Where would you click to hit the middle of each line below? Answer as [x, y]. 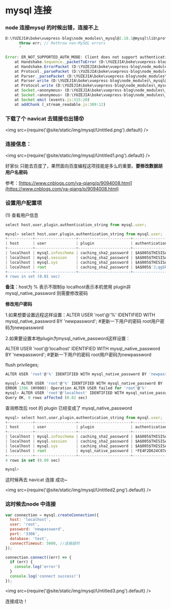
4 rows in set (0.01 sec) [33, 276]
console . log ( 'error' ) [37, 567]
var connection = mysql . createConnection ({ [52, 515]
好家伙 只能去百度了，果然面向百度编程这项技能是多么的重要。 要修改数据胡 [84, 166]
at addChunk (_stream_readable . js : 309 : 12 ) [60, 104]
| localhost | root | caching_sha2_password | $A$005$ [78, 267]
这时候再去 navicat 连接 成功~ [36, 480]
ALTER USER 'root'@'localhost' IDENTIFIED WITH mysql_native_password [83, 349]
